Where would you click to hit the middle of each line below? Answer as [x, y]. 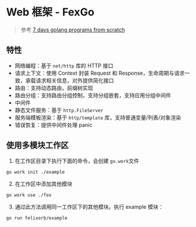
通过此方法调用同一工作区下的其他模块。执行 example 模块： [89, 207]
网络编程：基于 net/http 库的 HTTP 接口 [64, 65]
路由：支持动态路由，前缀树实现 [54, 88]
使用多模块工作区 [37, 146]
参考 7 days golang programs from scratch [73, 30]
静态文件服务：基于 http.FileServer [59, 110]
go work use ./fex [29, 195]
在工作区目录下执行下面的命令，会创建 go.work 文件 [77, 161]
